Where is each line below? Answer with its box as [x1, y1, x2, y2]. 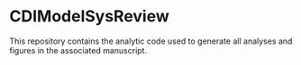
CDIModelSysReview [9, 6, 169, 27]
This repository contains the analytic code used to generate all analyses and [9, 36, 293, 46]
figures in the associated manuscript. [9, 45, 147, 55]
